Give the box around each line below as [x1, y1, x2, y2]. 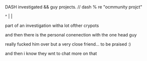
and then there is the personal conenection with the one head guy [5, 32, 137, 37]
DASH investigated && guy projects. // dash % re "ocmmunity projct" [5, 4, 142, 10]
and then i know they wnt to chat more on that [5, 50, 97, 56]
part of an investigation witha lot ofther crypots [5, 23, 99, 28]
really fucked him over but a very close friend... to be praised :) [5, 41, 131, 47]
